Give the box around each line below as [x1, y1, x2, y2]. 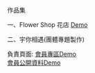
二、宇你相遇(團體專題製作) [7, 35, 85, 43]
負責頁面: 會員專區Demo [7, 50, 76, 58]
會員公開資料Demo [7, 59, 61, 67]
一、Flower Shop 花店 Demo [7, 21, 88, 29]
